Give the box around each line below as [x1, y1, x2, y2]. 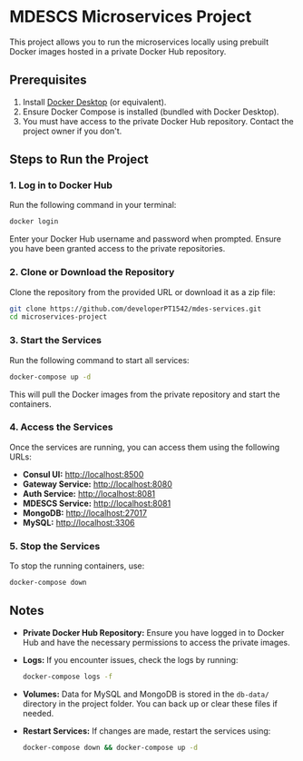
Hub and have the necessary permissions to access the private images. [22, 637, 290, 647]
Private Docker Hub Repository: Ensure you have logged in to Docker [22, 627, 285, 637]
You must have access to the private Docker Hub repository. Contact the [22, 115, 294, 126]
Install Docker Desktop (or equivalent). [22, 96, 167, 107]
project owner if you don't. [22, 125, 122, 136]
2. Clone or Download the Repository [9, 266, 175, 279]
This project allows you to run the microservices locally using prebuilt [9, 36, 269, 47]
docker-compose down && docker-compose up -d [22, 743, 198, 752]
